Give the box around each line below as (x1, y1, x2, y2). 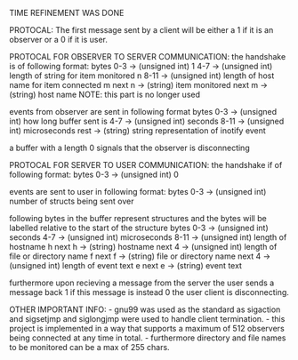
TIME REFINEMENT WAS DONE (9, 8, 125, 18)
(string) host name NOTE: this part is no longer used (9, 89, 200, 100)
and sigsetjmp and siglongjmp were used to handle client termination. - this (9, 314, 286, 324)
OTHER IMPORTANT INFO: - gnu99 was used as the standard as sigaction (9, 304, 281, 315)
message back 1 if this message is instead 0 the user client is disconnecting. (9, 287, 289, 297)
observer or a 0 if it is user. (9, 35, 109, 44)
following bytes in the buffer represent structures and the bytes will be (9, 213, 267, 223)
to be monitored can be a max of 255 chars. (9, 342, 171, 352)
